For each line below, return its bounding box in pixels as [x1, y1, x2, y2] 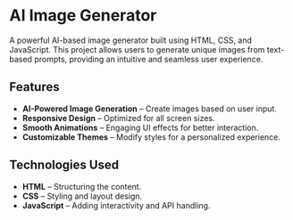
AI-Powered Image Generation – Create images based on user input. [21, 103, 277, 114]
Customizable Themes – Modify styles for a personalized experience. [21, 131, 281, 143]
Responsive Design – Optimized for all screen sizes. [21, 112, 215, 123]
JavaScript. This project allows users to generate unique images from [9, 44, 265, 54]
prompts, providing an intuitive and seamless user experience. [34, 53, 264, 64]
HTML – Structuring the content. [21, 181, 142, 191]
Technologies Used [9, 158, 119, 173]
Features [9, 79, 60, 94]
